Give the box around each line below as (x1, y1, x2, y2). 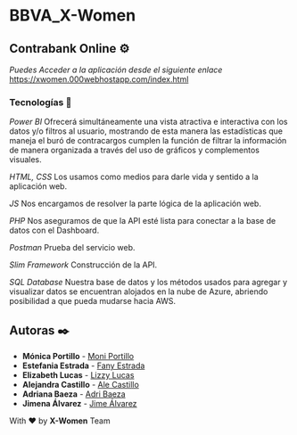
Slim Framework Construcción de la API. (9, 259, 158, 270)
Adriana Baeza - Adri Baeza (21, 389, 127, 399)
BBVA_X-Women (9, 5, 136, 26)
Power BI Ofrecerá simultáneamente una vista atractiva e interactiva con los (9, 117, 288, 127)
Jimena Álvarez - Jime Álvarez (21, 398, 137, 409)
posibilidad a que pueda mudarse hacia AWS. (9, 296, 177, 307)
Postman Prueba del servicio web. (9, 242, 136, 253)
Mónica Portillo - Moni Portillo (21, 351, 135, 362)
